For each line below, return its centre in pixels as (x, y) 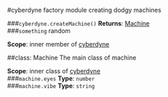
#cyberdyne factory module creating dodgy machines (84, 10)
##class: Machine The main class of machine (72, 58)
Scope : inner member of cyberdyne (58, 44)
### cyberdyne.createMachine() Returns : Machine (78, 23)
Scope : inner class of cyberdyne (54, 71)
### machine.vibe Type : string (51, 86)
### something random (39, 31)
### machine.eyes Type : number (51, 78)
